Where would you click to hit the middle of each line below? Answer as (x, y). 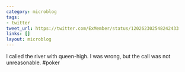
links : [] (18, 34)
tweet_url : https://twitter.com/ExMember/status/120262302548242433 (92, 28)
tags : (13, 17)
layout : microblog (29, 39)
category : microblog (32, 12)
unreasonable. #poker (33, 62)
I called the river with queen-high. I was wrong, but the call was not (88, 56)
